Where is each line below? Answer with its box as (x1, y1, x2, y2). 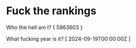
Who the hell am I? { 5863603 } (6, 24, 83, 31)
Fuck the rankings (6, 4, 97, 18)
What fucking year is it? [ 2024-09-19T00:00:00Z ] (6, 35, 131, 42)
